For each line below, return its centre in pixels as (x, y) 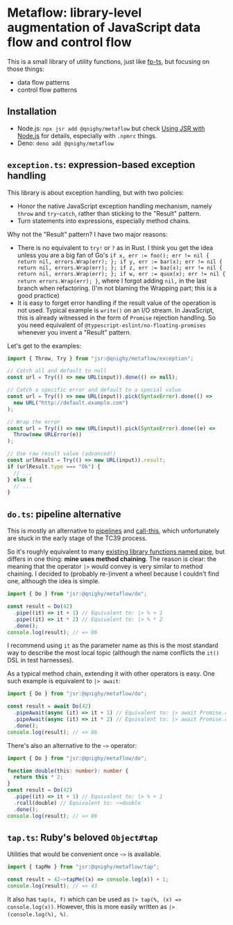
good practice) (38, 295)
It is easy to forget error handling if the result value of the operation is (116, 303)
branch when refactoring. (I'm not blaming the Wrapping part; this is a (117, 288)
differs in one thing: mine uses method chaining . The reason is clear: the (112, 559)
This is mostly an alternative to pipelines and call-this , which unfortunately (113, 531)
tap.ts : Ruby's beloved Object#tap (83, 837)
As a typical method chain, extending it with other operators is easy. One (111, 674)
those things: (26, 69)
